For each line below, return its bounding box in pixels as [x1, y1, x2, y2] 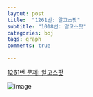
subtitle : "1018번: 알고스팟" [7, 23, 87, 30]
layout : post [7, 10, 45, 17]
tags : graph [7, 36, 41, 43]
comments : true [7, 42, 51, 49]
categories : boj [7, 29, 54, 37]
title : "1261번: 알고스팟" [7, 17, 81, 24]
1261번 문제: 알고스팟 [7, 69, 64, 76]
